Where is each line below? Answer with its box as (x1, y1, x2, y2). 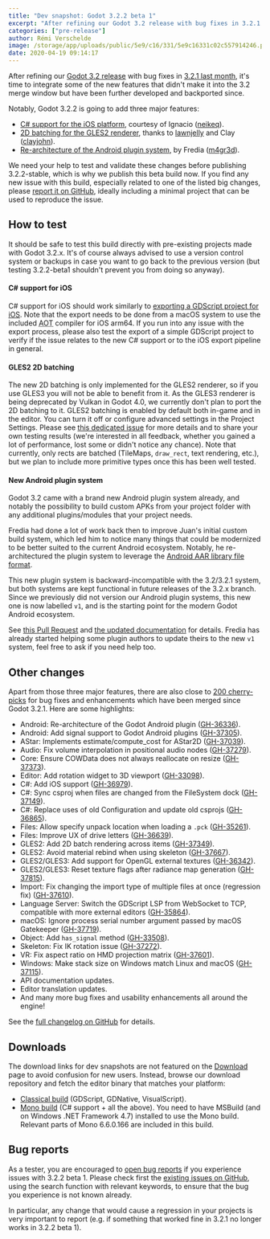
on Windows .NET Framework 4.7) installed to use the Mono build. (19, 1111, 239, 1121)
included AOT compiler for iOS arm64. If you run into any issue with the (8, 318, 244, 328)
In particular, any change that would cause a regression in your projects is (8, 1205, 253, 1215)
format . (8, 560, 33, 570)
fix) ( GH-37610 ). (19, 890, 75, 900)
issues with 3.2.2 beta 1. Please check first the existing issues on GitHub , (8, 1172, 250, 1182)
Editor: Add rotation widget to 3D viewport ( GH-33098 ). (19, 771, 205, 780)
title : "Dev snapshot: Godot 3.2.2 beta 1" (8, 11, 157, 20)
